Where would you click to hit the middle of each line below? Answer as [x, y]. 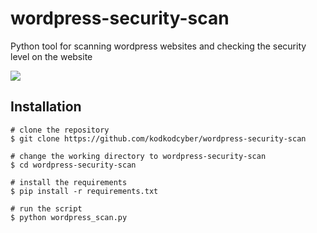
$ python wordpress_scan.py [69, 217]
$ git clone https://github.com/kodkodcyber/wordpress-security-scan [158, 138]
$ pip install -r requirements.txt [84, 191]
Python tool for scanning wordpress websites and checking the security [158, 46]
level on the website [51, 56]
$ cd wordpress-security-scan [73, 165]
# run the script [46, 208]
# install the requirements [69, 182]
